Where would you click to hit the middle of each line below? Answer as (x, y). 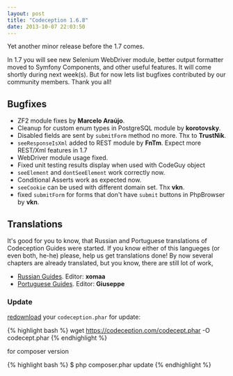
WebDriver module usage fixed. (63, 158)
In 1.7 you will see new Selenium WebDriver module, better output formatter (115, 60)
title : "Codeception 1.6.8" (48, 20)
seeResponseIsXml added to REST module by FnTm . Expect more (109, 143)
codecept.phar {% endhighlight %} (57, 338)
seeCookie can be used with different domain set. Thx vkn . (101, 187)
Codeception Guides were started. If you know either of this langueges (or (114, 248)
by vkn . (28, 202)
